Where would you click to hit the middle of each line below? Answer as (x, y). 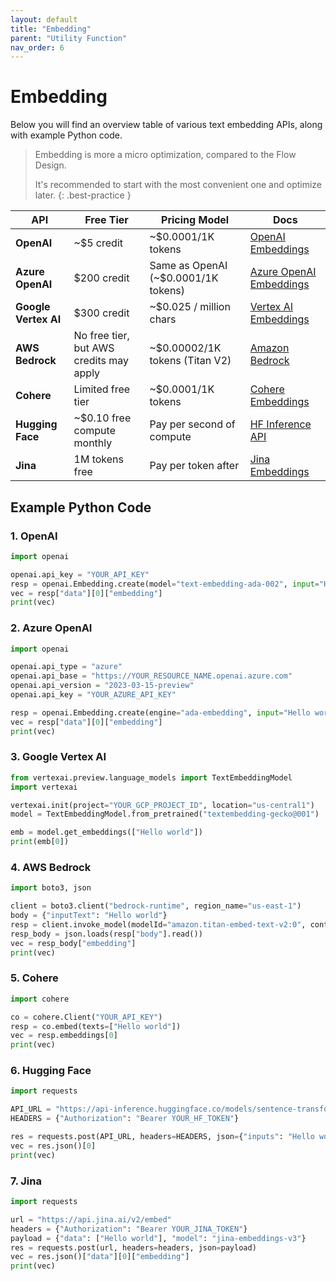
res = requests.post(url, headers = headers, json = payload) (133, 1247)
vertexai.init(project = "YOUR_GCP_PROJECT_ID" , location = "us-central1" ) (162, 805)
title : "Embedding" (51, 29)
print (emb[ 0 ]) (40, 842)
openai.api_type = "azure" (66, 667)
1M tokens (98, 459)
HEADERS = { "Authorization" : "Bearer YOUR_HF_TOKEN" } (125, 1119)
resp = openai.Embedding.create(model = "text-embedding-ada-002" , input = (165, 584)
